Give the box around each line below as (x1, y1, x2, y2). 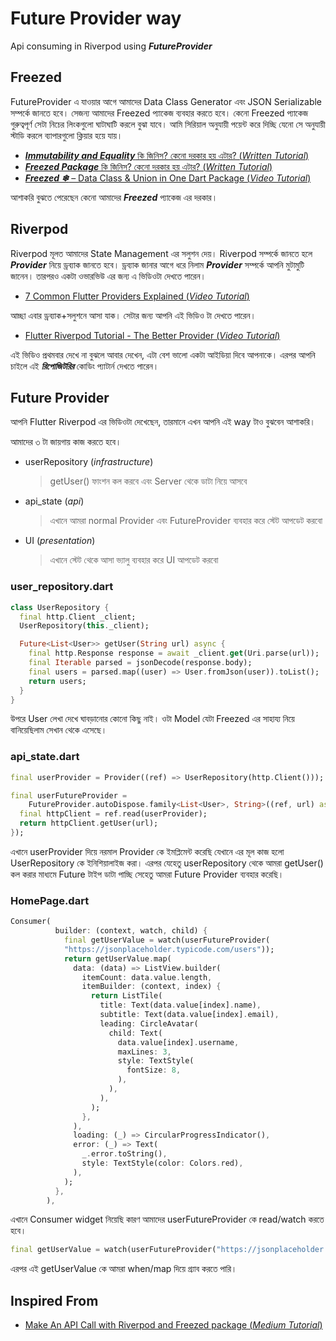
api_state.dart (10, 750, 80, 764)
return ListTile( (90, 991, 163, 1001)
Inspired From (10, 1292, 99, 1309)
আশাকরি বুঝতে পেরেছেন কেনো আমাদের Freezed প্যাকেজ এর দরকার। (10, 191, 218, 203)
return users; (28, 676, 87, 686)
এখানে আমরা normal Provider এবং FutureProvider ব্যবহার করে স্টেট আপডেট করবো (49, 515, 323, 527)
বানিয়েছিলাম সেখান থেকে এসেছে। (10, 724, 108, 736)
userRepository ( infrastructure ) (24, 456, 154, 468)
